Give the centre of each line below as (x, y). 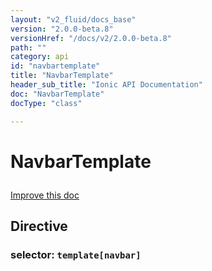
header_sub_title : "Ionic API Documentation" (106, 85)
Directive (39, 226)
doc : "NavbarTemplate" (57, 94)
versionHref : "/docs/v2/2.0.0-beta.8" (91, 38)
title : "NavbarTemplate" (62, 76)
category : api (40, 57)
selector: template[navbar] (76, 254)
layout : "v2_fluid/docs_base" (73, 19)
